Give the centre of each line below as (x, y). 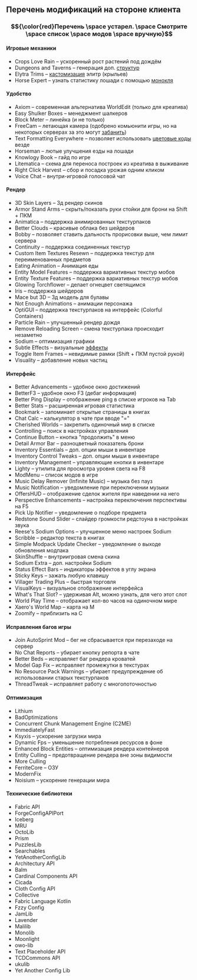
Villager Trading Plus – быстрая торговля (65, 582)
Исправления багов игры (39, 626)
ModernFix (28, 774)
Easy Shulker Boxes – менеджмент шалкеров (71, 113)
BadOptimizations (36, 717)
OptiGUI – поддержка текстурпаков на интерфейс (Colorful (88, 310)
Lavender (26, 920)
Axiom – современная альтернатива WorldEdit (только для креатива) (101, 107)
